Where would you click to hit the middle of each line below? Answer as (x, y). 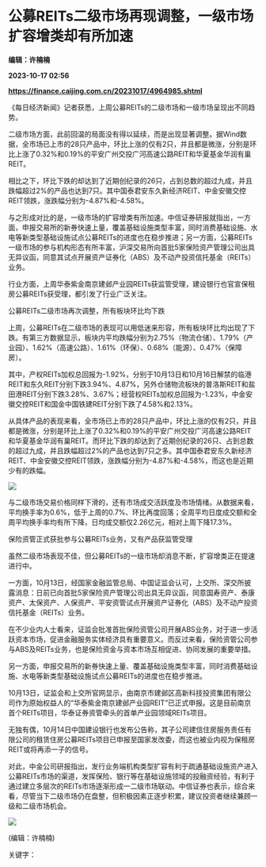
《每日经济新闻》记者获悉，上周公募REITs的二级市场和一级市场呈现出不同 (128, 107)
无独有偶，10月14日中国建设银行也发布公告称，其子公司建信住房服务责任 (127, 729)
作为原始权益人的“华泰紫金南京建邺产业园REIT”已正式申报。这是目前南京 (133, 703)
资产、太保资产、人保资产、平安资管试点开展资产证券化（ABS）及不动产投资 (133, 602)
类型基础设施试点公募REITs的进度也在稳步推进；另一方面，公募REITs (141, 237)
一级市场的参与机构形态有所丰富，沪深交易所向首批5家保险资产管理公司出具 (132, 247)
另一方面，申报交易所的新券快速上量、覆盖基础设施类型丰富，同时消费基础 (129, 666)
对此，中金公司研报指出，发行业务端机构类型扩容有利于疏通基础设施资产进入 (133, 766)
